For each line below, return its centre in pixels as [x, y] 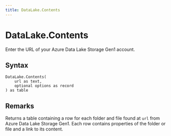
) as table [17, 90]
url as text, [28, 81]
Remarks [20, 106]
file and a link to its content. [34, 129]
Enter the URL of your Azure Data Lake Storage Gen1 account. [70, 49]
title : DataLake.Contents [33, 10]
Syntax [17, 65]
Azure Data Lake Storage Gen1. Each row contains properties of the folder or [85, 124]
